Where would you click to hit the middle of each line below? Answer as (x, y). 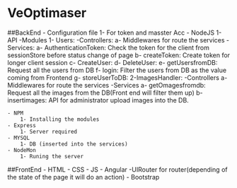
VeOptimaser (47, 13)
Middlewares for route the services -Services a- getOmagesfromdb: (107, 85)
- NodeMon (22, 150)
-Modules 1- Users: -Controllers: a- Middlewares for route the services (122, 40)
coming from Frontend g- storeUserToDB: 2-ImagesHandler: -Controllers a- (117, 77)
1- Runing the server (52, 156)
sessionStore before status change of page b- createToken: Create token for (119, 55)
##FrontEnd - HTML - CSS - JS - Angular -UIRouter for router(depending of (117, 169)
